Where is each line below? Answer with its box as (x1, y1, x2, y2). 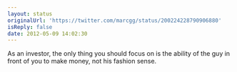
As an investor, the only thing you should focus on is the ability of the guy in (7, 49, 231, 58)
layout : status (7, 10, 53, 18)
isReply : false (7, 23, 53, 30)
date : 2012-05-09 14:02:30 (7, 30, 88, 37)
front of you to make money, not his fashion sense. (7, 57, 157, 66)
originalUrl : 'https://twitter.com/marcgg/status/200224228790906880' (7, 17, 222, 24)
